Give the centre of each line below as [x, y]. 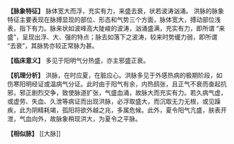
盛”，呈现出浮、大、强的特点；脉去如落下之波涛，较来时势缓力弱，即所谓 [112, 37]
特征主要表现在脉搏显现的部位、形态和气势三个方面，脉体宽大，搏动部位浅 [114, 19]
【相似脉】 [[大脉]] [34, 134]
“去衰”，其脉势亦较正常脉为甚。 [53, 46]
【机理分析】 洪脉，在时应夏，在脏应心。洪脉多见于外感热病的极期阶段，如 [115, 75]
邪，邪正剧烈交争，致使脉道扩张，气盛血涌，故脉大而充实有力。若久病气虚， [117, 93]
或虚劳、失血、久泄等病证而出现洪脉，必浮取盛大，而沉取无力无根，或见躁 [114, 101]
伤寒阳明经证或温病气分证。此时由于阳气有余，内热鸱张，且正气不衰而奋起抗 [117, 84]
